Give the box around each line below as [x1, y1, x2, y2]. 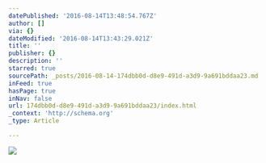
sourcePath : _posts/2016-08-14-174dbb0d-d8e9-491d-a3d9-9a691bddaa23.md [8, 72, 259, 80]
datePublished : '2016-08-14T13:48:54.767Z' [8, 11, 158, 20]
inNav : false [8, 94, 53, 102]
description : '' [8, 57, 63, 65]
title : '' [8, 42, 42, 50]
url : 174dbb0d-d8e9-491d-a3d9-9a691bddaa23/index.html [8, 102, 197, 110]
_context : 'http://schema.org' [8, 110, 114, 118]
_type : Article [8, 117, 60, 125]
